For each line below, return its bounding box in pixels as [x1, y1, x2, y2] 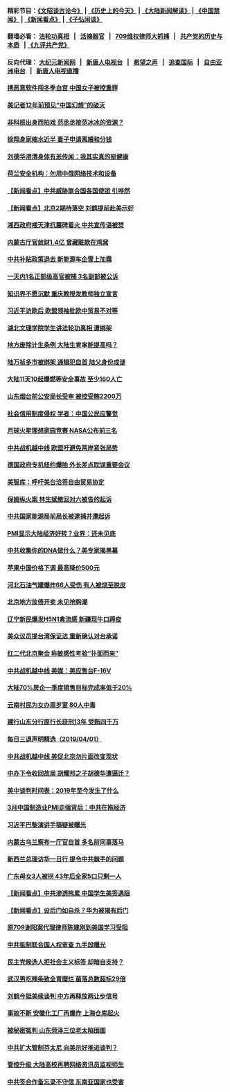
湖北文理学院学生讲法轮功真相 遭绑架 [7, 323, 112, 332]
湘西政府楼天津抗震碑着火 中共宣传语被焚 [7, 221, 125, 229]
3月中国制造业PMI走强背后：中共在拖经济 [7, 803, 126, 812]
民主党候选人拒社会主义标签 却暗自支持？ [7, 958, 125, 966]
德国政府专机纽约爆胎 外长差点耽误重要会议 [7, 460, 130, 469]
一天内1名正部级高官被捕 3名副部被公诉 [7, 272, 119, 280]
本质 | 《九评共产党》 [7, 41, 71, 49]
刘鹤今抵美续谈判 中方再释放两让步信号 [7, 992, 118, 1000]
